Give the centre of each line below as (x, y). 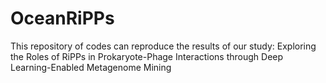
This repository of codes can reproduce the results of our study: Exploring (163, 46)
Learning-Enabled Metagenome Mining (91, 67)
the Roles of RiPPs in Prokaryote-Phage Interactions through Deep (147, 56)
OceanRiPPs (62, 18)
